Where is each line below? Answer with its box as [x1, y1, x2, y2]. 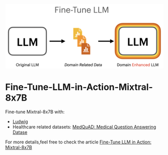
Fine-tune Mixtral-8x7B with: [5, 109, 65, 115]
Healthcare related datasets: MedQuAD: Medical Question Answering [12, 124, 156, 130]
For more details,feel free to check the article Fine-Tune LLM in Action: [5, 139, 152, 145]
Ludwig [12, 118, 28, 124]
